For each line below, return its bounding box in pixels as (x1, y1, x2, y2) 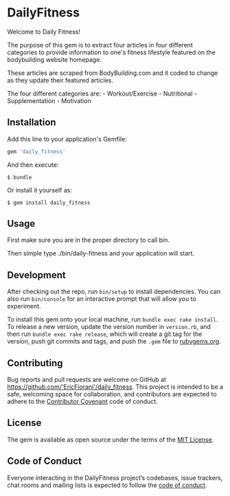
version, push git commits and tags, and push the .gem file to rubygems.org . (7, 337, 222, 346)
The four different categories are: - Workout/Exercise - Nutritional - (7, 89, 198, 98)
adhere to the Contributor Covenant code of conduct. (7, 397, 158, 406)
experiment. (7, 302, 41, 311)
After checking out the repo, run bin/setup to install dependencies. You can (7, 287, 221, 296)
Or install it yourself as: (7, 185, 72, 194)
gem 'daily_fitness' (7, 148, 67, 155)
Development (7, 269, 67, 281)
